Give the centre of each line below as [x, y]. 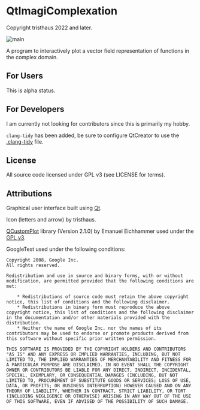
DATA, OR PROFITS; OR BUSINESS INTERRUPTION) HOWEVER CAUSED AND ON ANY [99, 386]
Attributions [29, 194]
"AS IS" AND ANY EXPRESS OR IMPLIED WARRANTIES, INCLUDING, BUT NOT [93, 354]
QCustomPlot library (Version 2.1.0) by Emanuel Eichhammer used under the [100, 231]
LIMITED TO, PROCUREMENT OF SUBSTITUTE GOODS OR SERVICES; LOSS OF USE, [99, 381]
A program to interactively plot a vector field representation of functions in [98, 51]
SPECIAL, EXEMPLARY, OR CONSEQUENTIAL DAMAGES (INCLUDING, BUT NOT [92, 375]
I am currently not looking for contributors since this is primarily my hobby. [98, 123]
